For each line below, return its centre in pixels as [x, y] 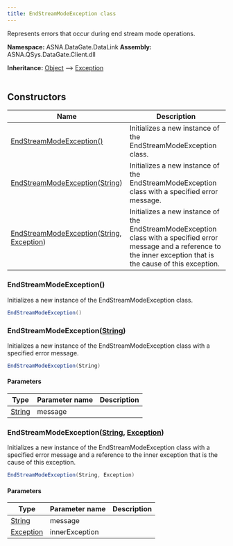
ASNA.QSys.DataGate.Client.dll [51, 54]
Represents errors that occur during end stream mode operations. [101, 33]
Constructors [37, 97]
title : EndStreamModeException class [62, 14]
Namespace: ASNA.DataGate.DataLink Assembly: [79, 47]
